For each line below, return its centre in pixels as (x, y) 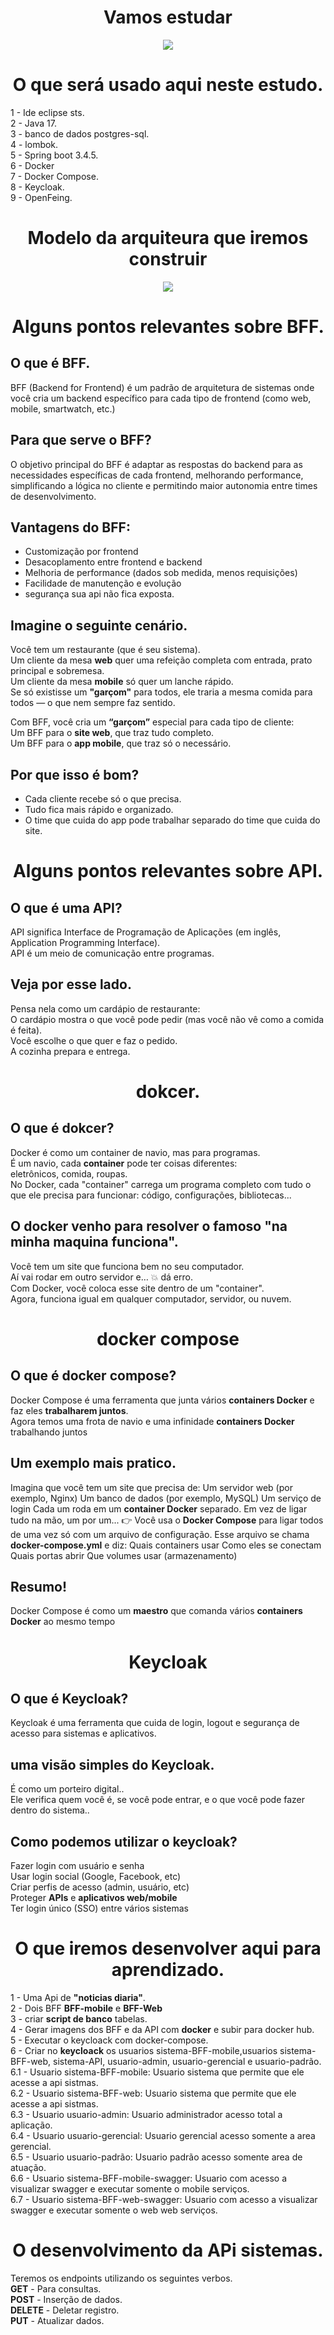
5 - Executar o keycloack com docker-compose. (109, 2040)
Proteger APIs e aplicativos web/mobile (94, 1897)
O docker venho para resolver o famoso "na (149, 1226)
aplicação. (31, 2125)
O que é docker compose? (93, 1376)
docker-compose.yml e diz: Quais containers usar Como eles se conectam (166, 1545)
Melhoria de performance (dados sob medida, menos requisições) (161, 573)
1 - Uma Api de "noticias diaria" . (78, 1997)
